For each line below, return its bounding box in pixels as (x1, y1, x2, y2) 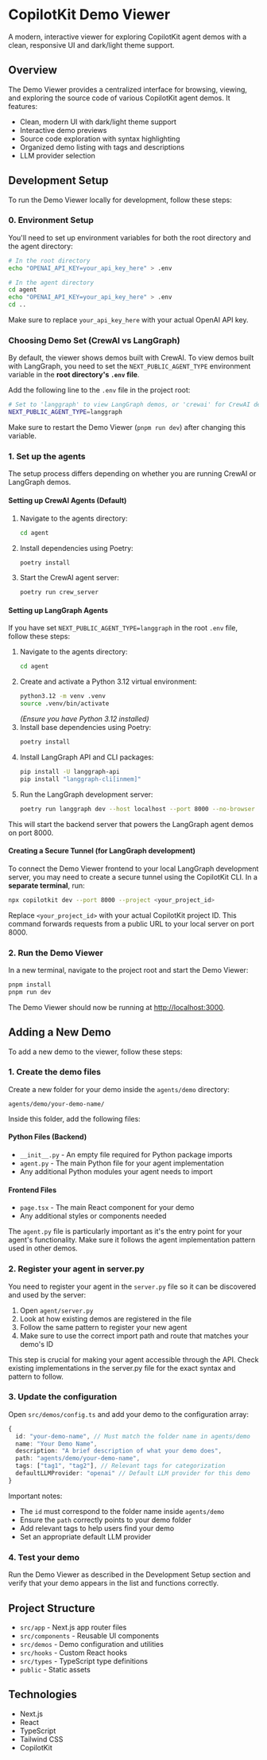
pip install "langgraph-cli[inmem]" (19, 775, 141, 783)
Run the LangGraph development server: (19, 790, 153, 799)
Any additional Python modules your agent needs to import (19, 1167, 213, 1177)
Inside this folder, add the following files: (8, 1114, 141, 1123)
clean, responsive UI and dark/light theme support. (8, 40, 175, 49)
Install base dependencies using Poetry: (19, 723, 152, 732)
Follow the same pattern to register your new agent (19, 1322, 188, 1332)
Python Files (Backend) (8, 1132, 87, 1141)
